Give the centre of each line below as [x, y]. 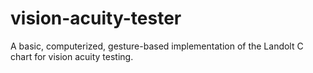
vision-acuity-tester [96, 18]
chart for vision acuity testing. [72, 56]
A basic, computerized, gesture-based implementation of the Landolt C [157, 46]
